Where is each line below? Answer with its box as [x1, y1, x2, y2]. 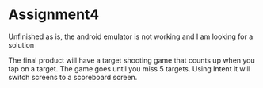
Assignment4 [8, 6, 100, 24]
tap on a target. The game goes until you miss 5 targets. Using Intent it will [8, 63, 251, 73]
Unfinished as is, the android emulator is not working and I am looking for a [8, 32, 253, 41]
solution [8, 40, 35, 49]
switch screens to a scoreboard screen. [8, 72, 138, 82]
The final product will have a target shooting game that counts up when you [8, 55, 255, 65]
